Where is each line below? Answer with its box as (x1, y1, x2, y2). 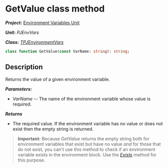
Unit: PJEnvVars (5, 29, 39, 35)
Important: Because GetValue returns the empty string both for (17, 135, 150, 141)
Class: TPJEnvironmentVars (5, 39, 64, 45)
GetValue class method (5, 3, 105, 15)
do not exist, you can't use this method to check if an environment (17, 146, 155, 152)
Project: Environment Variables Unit (5, 20, 80, 26)
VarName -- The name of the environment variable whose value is (12, 96, 151, 102)
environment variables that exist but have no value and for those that (17, 141, 161, 147)
